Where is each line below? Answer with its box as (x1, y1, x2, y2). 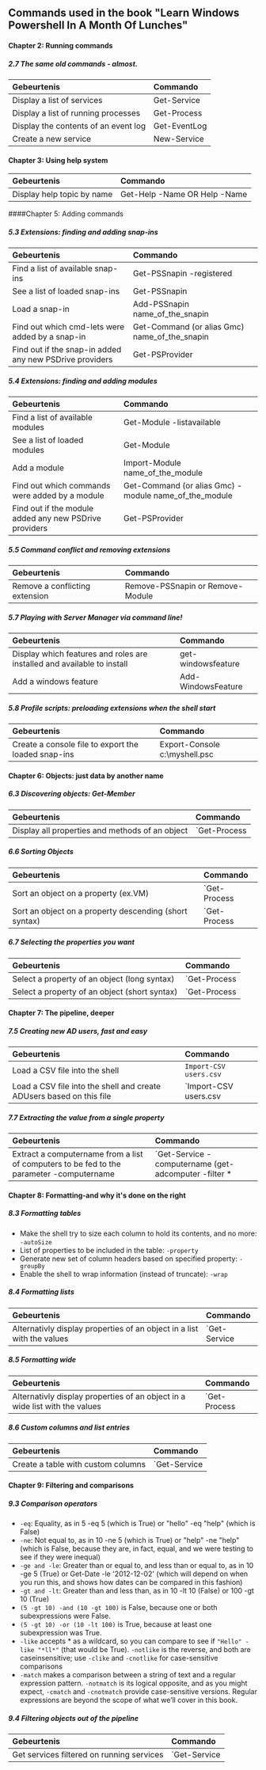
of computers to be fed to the (12, 1159, 121, 1170)
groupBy (19, 1262, 45, 1270)
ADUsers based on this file (12, 1091, 112, 1102)
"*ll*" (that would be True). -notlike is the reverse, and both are (37, 1645, 251, 1654)
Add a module (12, 462, 65, 473)
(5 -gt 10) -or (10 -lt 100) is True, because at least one (19, 1620, 212, 1629)
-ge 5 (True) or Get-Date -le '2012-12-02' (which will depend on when (19, 1569, 249, 1578)
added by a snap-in (12, 332, 86, 343)
